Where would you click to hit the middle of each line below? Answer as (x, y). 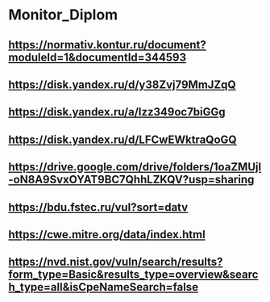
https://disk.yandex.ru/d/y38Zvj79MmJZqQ (122, 84)
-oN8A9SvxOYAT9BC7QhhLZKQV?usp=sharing (131, 180)
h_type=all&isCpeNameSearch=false (104, 287)
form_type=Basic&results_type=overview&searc (133, 275)
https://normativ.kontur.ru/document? (108, 45)
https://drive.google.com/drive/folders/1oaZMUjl (135, 167)
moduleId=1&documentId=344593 (98, 57)
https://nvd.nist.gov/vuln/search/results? (116, 262)
